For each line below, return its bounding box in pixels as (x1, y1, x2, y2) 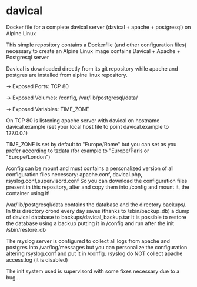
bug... (6, 273, 21, 281)
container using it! (6, 189, 50, 196)
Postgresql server (6, 54, 49, 61)
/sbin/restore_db (6, 226, 46, 233)
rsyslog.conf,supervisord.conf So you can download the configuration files (6, 177, 188, 184)
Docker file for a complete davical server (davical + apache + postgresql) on (6, 24, 191, 31)
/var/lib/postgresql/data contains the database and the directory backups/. (6, 201, 187, 208)
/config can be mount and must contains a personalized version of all (6, 165, 174, 172)
